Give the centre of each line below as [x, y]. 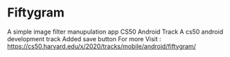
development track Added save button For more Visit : [84, 38]
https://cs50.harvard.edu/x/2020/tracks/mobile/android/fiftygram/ [101, 46]
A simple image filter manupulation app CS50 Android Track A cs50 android [115, 32]
